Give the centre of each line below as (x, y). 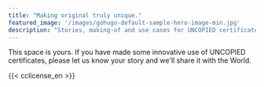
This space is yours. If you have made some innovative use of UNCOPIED (127, 53)
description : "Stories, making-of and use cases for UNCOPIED (112, 30)
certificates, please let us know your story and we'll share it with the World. (130, 60)
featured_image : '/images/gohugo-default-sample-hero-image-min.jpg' (125, 23)
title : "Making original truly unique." (75, 15)
